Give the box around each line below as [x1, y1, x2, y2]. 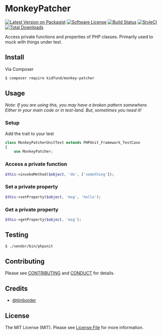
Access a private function [5, 161, 67, 168]
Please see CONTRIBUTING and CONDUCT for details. [5, 270, 115, 276]
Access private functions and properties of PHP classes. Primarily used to [5, 34, 153, 40]
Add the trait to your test [5, 131, 54, 136]
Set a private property [5, 183, 58, 190]
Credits [5, 284, 28, 292]
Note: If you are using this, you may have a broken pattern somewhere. [5, 102, 148, 108]
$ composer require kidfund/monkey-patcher [5, 75, 95, 81]
